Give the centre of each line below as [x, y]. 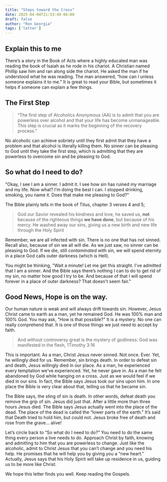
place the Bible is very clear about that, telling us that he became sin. [76, 387]
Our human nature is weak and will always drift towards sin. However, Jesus [83, 309]
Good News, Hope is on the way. [57, 297]
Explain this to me [33, 49]
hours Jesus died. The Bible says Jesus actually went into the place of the [82, 407]
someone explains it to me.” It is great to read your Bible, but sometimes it [81, 82]
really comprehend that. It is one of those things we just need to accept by [82, 325]
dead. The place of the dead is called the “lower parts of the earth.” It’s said [83, 412]
